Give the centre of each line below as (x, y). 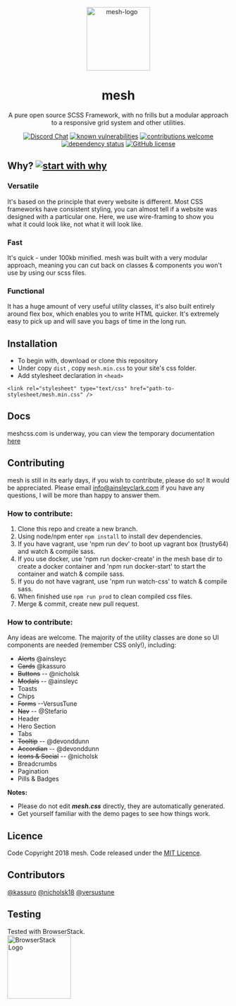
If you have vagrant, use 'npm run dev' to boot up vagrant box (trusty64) (123, 543)
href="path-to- (152, 389)
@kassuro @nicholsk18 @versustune (61, 892)
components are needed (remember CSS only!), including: (92, 645)
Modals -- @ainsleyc (48, 681)
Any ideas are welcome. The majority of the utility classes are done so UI (113, 638)
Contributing (36, 463)
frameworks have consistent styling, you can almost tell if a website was (112, 209)
